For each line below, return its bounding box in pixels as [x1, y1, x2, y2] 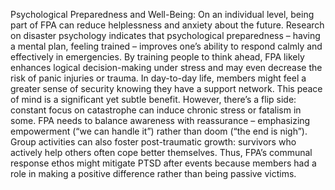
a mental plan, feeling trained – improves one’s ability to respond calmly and [10, 40, 323, 52]
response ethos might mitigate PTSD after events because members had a [10, 157, 317, 169]
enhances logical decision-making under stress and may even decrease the [10, 62, 323, 73]
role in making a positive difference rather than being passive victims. [10, 168, 297, 179]
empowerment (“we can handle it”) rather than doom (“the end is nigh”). [10, 125, 308, 137]
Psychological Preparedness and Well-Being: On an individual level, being [10, 9, 315, 20]
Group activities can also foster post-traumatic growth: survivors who [10, 136, 297, 148]
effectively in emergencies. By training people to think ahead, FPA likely [10, 51, 305, 63]
